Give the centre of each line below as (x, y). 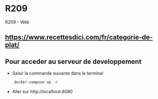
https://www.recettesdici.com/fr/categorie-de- (79, 37)
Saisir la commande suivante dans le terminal (58, 73)
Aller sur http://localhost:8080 (42, 92)
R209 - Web (17, 22)
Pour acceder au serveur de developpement (73, 61)
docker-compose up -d (36, 82)
